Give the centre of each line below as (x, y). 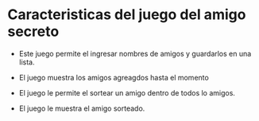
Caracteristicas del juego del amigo (127, 15)
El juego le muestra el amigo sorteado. (82, 108)
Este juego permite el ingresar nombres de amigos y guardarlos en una (135, 53)
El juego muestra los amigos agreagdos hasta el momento (114, 77)
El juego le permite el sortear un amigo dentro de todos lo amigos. (127, 92)
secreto (33, 31)
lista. (27, 62)
